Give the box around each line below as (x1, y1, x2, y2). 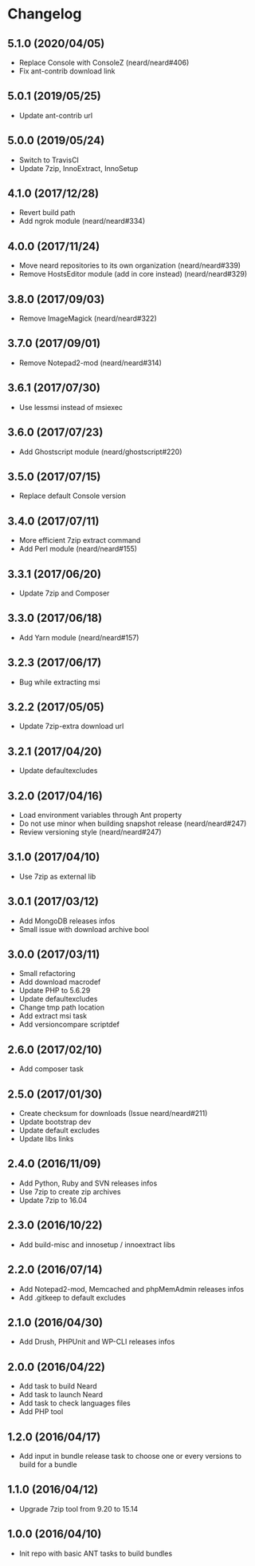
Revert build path (18, 208, 76, 217)
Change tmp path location (18, 1002, 105, 1012)
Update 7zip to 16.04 (18, 1195, 88, 1205)
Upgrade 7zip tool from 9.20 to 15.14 (18, 1504, 139, 1513)
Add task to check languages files (18, 1398, 131, 1408)
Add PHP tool (18, 1407, 64, 1417)
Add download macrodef (18, 977, 101, 987)
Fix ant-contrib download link (18, 66, 116, 76)
